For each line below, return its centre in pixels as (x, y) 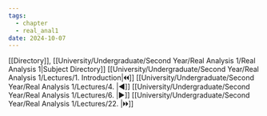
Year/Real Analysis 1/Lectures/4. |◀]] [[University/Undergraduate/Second (129, 87)
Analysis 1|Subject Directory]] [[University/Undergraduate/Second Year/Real (134, 70)
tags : (17, 16)
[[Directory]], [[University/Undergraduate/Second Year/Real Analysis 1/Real (132, 61)
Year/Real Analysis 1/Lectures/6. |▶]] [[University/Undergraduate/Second (129, 95)
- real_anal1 (37, 30)
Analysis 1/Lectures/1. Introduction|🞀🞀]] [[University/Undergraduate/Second (131, 78)
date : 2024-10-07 (37, 38)
